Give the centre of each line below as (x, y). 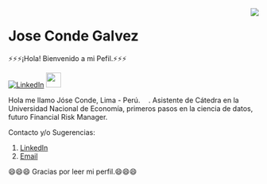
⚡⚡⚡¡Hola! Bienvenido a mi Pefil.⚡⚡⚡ (68, 58)
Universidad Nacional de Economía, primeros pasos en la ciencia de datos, (131, 108)
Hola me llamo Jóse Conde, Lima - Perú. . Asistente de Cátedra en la (124, 100)
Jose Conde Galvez (74, 36)
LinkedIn (34, 148)
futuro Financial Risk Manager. (58, 117)
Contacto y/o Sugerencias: (52, 132)
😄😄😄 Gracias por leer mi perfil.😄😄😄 (73, 171)
